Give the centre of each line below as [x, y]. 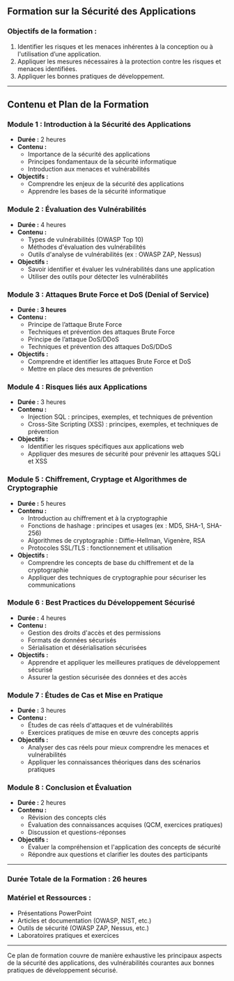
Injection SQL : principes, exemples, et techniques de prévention [120, 417]
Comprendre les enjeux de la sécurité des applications [106, 184]
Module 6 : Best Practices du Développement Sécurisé [101, 603]
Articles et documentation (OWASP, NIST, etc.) [84, 920]
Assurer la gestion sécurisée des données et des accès [107, 677]
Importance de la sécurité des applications [89, 154]
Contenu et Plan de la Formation [78, 105]
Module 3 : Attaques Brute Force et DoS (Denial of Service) [108, 294]
